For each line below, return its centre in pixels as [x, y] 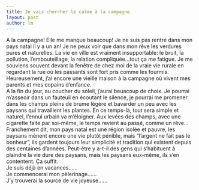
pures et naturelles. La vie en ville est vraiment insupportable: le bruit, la [95, 53]
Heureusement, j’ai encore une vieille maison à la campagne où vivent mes [98, 78]
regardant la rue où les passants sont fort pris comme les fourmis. [88, 72]
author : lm [20, 23]
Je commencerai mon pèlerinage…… [52, 174]
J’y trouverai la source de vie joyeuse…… [57, 180]
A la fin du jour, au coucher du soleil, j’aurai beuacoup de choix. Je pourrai [98, 91]
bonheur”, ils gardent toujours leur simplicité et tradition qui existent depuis [99, 142]
